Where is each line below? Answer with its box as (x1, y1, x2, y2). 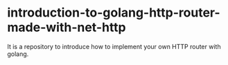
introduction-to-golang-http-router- (7, 5, 220, 21)
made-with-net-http (7, 19, 126, 35)
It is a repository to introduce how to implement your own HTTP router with (7, 42, 221, 50)
